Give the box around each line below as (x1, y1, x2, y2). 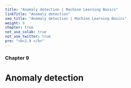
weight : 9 (5, 20, 25, 26)
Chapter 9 (5, 54, 29, 61)
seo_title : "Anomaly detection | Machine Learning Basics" (5, 16, 127, 21)
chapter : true (5, 25, 34, 30)
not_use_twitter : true (5, 34, 51, 39)
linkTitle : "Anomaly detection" (5, 12, 70, 16)
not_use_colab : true (5, 29, 47, 34)
